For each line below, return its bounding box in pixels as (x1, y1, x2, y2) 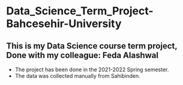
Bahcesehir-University (6, 17, 122, 31)
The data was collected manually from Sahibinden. (14, 72, 140, 79)
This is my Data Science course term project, (6, 41, 178, 51)
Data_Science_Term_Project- (6, 4, 154, 18)
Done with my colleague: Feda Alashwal (6, 50, 159, 60)
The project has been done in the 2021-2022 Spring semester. (14, 66, 169, 73)
